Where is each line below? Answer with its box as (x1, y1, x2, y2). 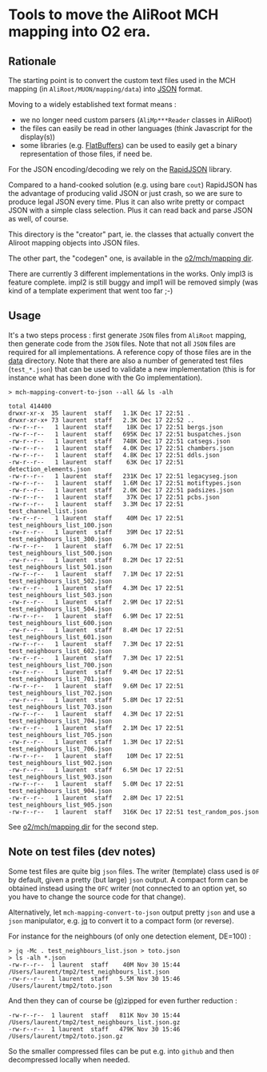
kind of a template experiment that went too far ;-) (8, 286, 173, 295)
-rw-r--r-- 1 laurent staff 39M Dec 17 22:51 (8, 528, 184, 536)
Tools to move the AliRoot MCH (8, 6, 219, 24)
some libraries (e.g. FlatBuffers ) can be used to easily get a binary (19, 141, 237, 149)
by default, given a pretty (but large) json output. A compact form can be (8, 875, 249, 884)
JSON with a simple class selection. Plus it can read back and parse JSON (8, 205, 253, 215)
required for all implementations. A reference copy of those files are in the (8, 347, 252, 357)
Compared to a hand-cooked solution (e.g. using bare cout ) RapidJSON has (8, 180, 257, 189)
